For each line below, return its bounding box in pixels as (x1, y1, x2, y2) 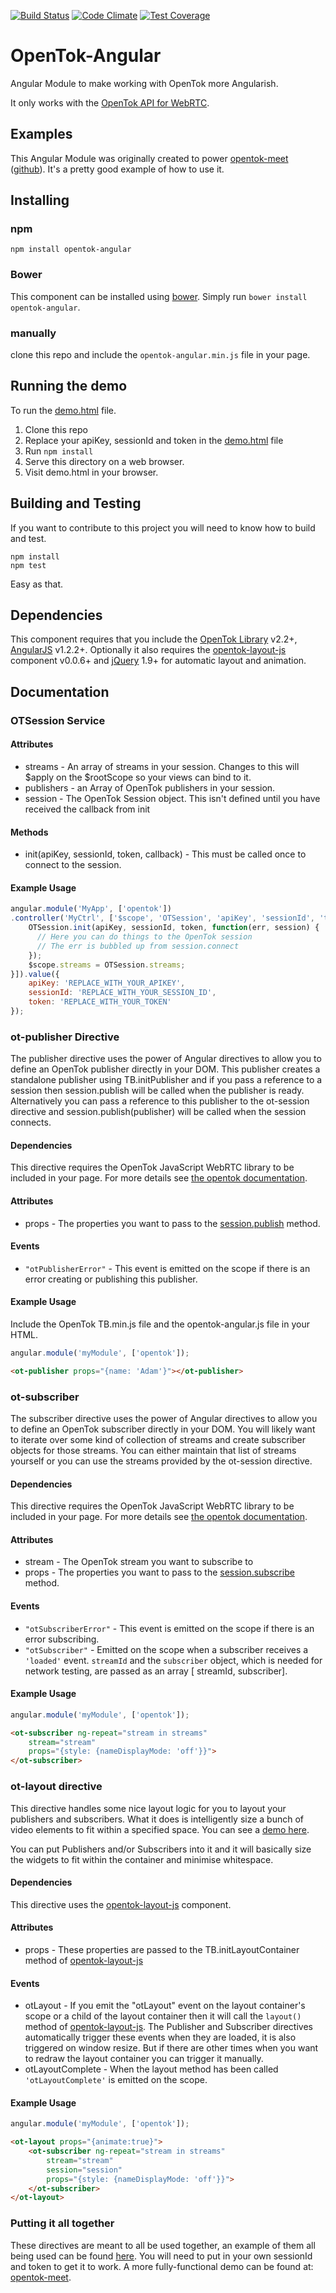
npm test (10, 560, 47, 570)
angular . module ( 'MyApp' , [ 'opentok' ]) (10, 904, 172, 914)
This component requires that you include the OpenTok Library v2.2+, (10, 633, 298, 645)
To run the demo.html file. (10, 404, 117, 416)
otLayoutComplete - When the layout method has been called (24, 2063, 279, 2075)
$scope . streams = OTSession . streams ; (28, 960, 186, 970)
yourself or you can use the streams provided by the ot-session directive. (10, 1455, 313, 1467)
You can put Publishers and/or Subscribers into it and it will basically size (10, 1843, 312, 1855)
